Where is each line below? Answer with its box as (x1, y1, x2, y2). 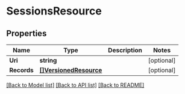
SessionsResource (6, 4, 102, 18)
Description (108, 46, 143, 54)
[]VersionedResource (39, 66, 102, 74)
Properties (6, 28, 47, 39)
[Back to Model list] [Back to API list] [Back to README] (6, 81, 145, 89)
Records (9, 66, 34, 74)
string (39, 56, 57, 64)
